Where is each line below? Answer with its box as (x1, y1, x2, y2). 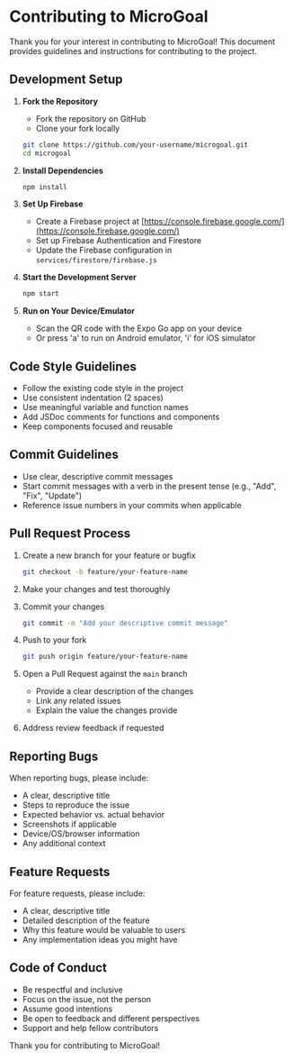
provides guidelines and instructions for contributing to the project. (9, 45, 258, 56)
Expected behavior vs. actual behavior (22, 809, 164, 820)
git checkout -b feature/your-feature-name (22, 567, 189, 576)
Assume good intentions (22, 1003, 113, 1014)
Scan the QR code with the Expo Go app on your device (35, 323, 243, 334)
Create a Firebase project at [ (35, 216, 145, 227)
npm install (22, 182, 67, 191)
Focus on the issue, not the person (22, 993, 151, 1004)
